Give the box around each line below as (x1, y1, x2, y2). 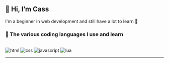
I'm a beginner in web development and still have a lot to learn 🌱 (5, 18, 138, 24)
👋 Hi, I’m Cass (5, 5, 49, 13)
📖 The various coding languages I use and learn (5, 30, 124, 37)
